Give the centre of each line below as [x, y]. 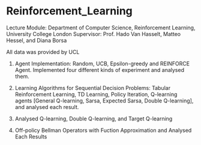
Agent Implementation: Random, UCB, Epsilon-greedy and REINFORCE [102, 64]
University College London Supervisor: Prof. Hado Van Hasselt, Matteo [94, 34]
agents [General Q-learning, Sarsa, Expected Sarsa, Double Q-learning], [104, 101]
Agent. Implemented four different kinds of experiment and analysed [100, 70]
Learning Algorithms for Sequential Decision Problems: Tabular [93, 87]
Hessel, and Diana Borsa [37, 40]
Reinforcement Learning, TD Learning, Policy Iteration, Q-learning [96, 94]
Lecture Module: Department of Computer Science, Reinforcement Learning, [101, 28]
